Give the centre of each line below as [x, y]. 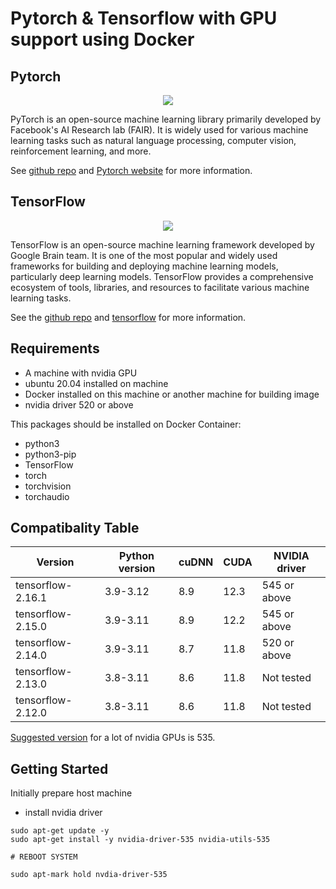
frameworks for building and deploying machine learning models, [144, 266]
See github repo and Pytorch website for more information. [131, 170]
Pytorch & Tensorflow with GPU [144, 18]
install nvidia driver [63, 813]
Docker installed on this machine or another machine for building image [172, 394]
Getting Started [59, 768]
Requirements [55, 348]
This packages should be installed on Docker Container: [126, 424]
